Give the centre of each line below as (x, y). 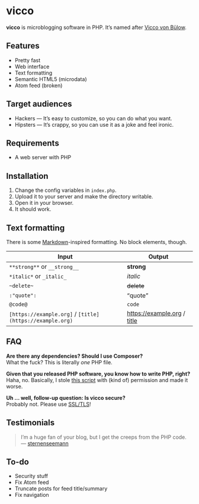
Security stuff (31, 476)
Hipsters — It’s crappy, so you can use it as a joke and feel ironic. (94, 124)
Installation (27, 176)
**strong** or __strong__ (44, 267)
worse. (15, 386)
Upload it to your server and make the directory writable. (84, 197)
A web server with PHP (43, 158)
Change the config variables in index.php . (65, 190)
